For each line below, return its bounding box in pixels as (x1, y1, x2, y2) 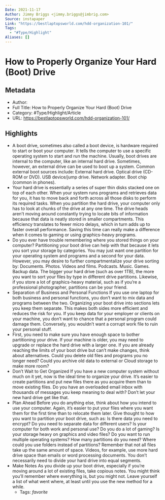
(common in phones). (12, 179, 56, 185)
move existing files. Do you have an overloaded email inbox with (12, 384, 143, 390)
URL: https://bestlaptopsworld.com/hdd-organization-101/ (12, 115, 130, 121)
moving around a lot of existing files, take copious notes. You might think (12, 468, 160, 474)
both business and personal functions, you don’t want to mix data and (12, 294, 154, 300)
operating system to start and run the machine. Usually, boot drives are (12, 153, 157, 159)
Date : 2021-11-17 (5, 7, 41, 12)
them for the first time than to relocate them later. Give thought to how (12, 410, 155, 416)
